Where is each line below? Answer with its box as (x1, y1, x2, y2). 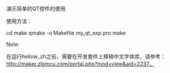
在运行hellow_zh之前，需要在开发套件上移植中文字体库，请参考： (6, 53, 166, 60)
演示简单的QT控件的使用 (6, 5, 66, 12)
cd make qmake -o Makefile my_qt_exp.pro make (6, 29, 126, 36)
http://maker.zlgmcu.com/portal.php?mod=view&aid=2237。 (6, 61, 155, 67)
